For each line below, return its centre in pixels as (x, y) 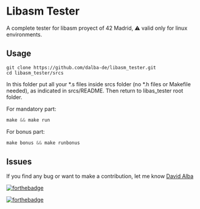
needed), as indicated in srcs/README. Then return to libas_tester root (95, 91)
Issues (19, 161)
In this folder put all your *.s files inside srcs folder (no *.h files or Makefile (99, 84)
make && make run (28, 120)
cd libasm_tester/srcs (35, 73)
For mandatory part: (31, 109)
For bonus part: (26, 131)
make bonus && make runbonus (43, 143)
